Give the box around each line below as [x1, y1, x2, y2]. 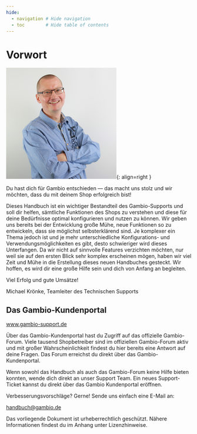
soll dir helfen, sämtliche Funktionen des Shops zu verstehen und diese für [6, 209, 187, 216]
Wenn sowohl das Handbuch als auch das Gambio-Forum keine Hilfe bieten [6, 369, 189, 376]
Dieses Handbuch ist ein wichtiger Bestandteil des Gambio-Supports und [6, 203, 183, 210]
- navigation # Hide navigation [11, 15, 91, 22]
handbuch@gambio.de [6, 404, 62, 411]
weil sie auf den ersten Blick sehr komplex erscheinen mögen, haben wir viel [6, 253, 192, 260]
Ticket [6, 381, 22, 388]
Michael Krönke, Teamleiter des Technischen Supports [6, 288, 139, 295]
